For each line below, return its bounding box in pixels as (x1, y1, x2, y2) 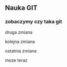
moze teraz (5, 57, 28, 63)
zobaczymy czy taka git (5, 18, 62, 25)
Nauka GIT (5, 4, 38, 12)
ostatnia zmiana (5, 48, 37, 54)
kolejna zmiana (5, 39, 35, 44)
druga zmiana (5, 29, 33, 35)
